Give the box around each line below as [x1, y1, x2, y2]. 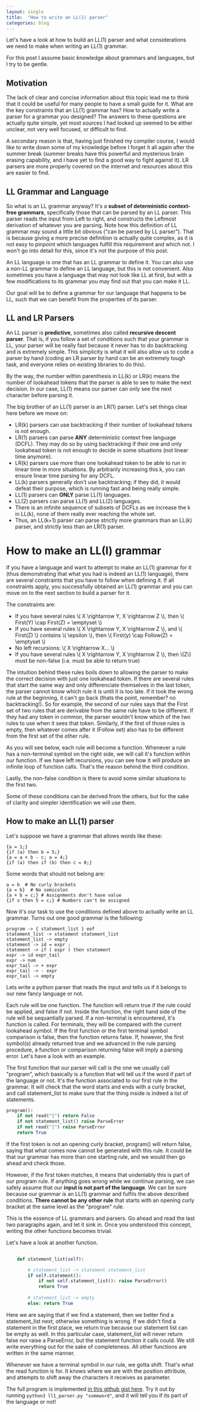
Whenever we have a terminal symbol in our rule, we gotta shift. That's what [6, 1361, 194, 1368]
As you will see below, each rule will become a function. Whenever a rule [6, 744, 186, 751]
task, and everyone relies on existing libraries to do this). [6, 361, 146, 368]
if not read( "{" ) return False [17, 1113, 95, 1119]
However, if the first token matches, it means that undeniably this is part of [6, 1171, 190, 1178]
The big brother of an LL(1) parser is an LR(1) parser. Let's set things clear [6, 403, 188, 410]
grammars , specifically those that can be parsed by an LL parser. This [17, 209, 191, 216]
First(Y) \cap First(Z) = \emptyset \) [14, 618, 102, 626]
